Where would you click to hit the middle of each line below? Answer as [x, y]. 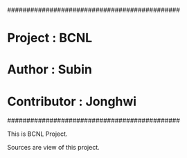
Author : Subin [50, 70]
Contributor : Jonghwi [72, 102]
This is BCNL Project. [37, 134]
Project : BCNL [50, 38]
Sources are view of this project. [54, 148]
